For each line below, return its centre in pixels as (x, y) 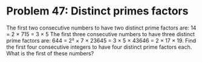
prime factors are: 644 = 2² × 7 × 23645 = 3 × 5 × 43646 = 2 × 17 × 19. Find (101, 40)
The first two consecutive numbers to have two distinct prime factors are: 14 (101, 28)
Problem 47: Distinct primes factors (97, 11)
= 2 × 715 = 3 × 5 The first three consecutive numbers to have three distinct (101, 34)
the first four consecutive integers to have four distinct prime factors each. (99, 47)
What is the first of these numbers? (50, 53)
